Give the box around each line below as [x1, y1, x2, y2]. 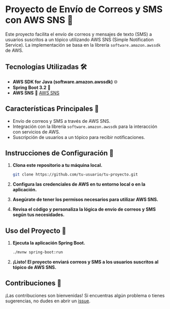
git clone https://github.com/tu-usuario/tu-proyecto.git [12, 172, 138, 177]
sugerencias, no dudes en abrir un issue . [5, 298, 90, 304]
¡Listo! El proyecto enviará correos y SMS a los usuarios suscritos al [12, 259, 159, 265]
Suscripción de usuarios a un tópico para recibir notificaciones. [12, 134, 146, 140]
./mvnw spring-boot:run [12, 250, 63, 255]
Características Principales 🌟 [5, 105, 99, 113]
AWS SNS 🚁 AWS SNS [12, 90, 60, 96]
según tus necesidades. [12, 212, 65, 218]
